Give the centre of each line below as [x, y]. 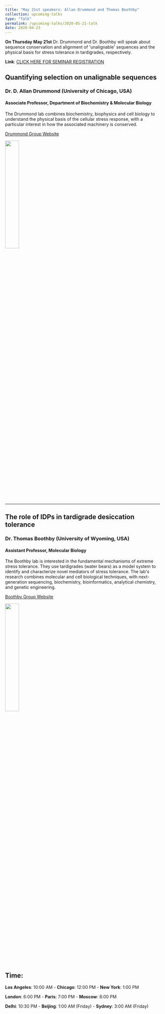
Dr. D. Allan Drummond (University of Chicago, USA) [69, 91]
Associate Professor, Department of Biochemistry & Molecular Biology [78, 103]
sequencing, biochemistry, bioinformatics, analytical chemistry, [92, 582]
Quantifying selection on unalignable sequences [81, 77]
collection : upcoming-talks [34, 14]
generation [16, 582]
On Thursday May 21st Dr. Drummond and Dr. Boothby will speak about [78, 42]
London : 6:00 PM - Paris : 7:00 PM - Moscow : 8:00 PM [61, 996]
